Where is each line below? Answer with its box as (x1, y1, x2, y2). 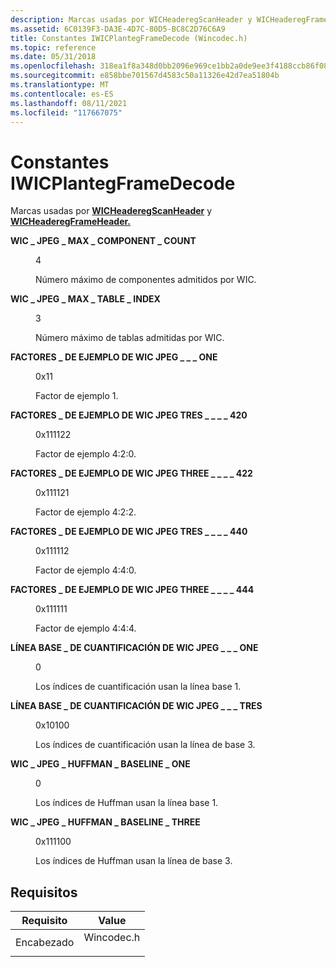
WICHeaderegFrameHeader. (10, 216, 132, 228)
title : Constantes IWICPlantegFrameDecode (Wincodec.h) (10, 33, 248, 43)
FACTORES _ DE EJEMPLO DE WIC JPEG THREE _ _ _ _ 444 (10, 584, 255, 596)
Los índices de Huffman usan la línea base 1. (35, 797, 219, 809)
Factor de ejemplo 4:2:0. (35, 448, 137, 460)
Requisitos (10, 884, 78, 901)
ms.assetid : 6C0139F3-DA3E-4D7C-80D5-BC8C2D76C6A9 (10, 24, 226, 34)
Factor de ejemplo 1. (35, 390, 119, 402)
